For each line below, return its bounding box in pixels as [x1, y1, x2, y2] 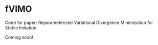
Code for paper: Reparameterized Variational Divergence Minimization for [5, 20, 153, 25]
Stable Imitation [5, 24, 37, 30]
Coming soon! [5, 34, 33, 40]
